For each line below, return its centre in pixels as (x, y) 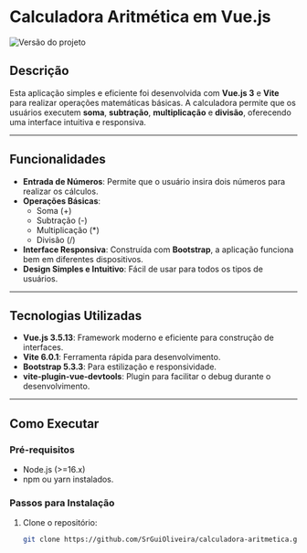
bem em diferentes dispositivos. (83, 259)
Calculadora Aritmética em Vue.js (140, 17)
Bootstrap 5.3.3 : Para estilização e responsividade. (120, 367)
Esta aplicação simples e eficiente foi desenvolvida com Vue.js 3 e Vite (144, 92)
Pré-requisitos (42, 450)
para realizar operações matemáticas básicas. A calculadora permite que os (153, 102)
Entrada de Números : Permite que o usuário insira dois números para (154, 181)
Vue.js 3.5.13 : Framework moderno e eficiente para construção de (148, 338)
